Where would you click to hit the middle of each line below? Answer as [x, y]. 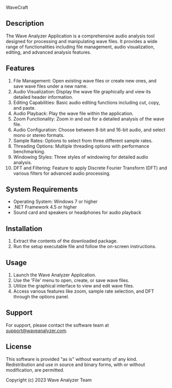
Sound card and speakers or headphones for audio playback [77, 213]
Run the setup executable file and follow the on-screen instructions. [85, 247]
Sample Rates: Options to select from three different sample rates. [83, 140]
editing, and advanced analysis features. [49, 52]
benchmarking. [29, 151]
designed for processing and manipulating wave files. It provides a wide [82, 41]
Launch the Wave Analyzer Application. [55, 275]
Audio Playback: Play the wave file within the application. [73, 113]
